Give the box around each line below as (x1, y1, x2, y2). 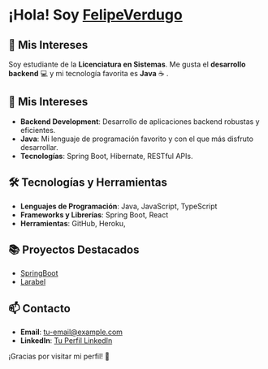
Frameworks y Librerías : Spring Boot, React (19, 209, 169, 220)
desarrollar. (19, 142, 58, 152)
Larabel (19, 277, 46, 287)
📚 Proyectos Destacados (8, 243, 140, 257)
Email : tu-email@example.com (19, 327, 123, 337)
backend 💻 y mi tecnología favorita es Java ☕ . (8, 69, 169, 78)
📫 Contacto (8, 302, 71, 315)
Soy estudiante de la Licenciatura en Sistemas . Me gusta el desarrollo (8, 59, 246, 69)
